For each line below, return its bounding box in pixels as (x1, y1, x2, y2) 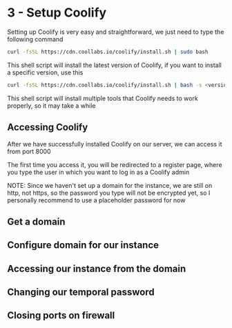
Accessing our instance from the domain (7, 262, 186, 274)
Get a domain (7, 215, 66, 227)
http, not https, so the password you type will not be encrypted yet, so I (7, 189, 211, 197)
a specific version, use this (7, 68, 84, 77)
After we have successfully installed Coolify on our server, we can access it (7, 139, 222, 148)
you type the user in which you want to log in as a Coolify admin (7, 168, 190, 176)
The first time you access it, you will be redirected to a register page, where (7, 160, 222, 168)
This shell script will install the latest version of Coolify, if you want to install (7, 61, 222, 69)
